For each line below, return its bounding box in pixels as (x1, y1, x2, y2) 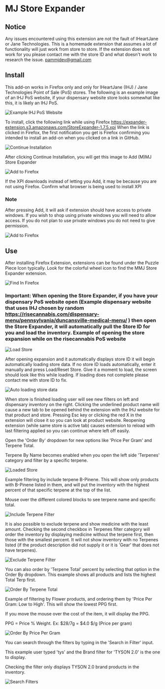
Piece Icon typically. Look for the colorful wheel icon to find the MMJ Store (5, 265, 157, 271)
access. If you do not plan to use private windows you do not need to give (5, 218, 155, 224)
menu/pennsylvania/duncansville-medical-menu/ (5, 317, 127, 324)
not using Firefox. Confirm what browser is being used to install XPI (5, 183, 142, 189)
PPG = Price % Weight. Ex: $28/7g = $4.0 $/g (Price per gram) (5, 620, 132, 626)
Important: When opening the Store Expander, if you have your (5, 292, 158, 299)
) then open (128, 317, 157, 324)
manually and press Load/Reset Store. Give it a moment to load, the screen (5, 366, 157, 373)
